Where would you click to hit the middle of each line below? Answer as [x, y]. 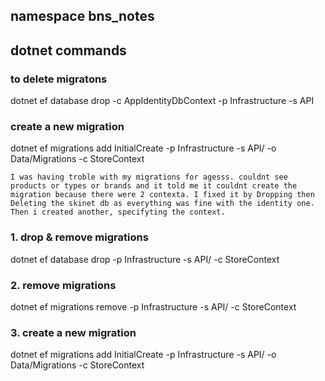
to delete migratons [59, 79]
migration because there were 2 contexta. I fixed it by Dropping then [162, 195]
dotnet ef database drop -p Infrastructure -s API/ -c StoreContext [145, 259]
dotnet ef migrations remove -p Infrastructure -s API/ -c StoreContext [153, 306]
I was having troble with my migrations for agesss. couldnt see [149, 177]
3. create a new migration [73, 332]
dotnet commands [68, 50]
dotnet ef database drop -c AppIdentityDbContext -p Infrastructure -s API [162, 101]
